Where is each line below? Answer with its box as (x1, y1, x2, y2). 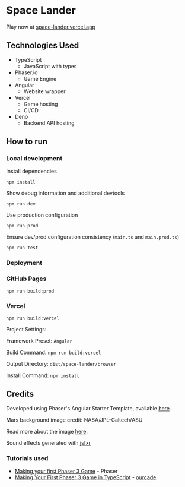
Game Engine (23, 75, 57, 82)
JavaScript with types (23, 62, 77, 69)
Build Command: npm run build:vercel (6, 349, 101, 356)
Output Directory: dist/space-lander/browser (6, 360, 117, 367)
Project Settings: (6, 325, 47, 333)
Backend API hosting (23, 119, 75, 127)
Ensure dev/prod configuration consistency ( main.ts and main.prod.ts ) (6, 233, 180, 241)
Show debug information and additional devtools (6, 189, 125, 197)
